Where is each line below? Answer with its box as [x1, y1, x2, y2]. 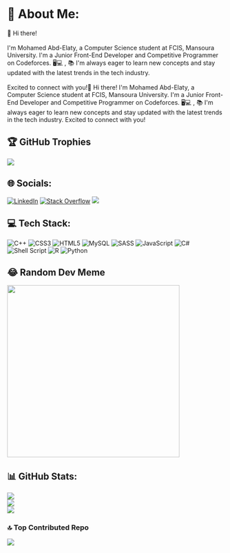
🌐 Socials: [7, 178, 52, 189]
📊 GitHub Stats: [7, 470, 78, 482]
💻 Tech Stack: [7, 217, 71, 229]
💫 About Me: [7, 6, 80, 22]
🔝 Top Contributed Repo [7, 523, 90, 532]
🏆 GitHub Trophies [7, 136, 92, 148]
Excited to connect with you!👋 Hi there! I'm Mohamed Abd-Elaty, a [7, 83, 195, 92]
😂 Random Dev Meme [7, 267, 105, 278]
